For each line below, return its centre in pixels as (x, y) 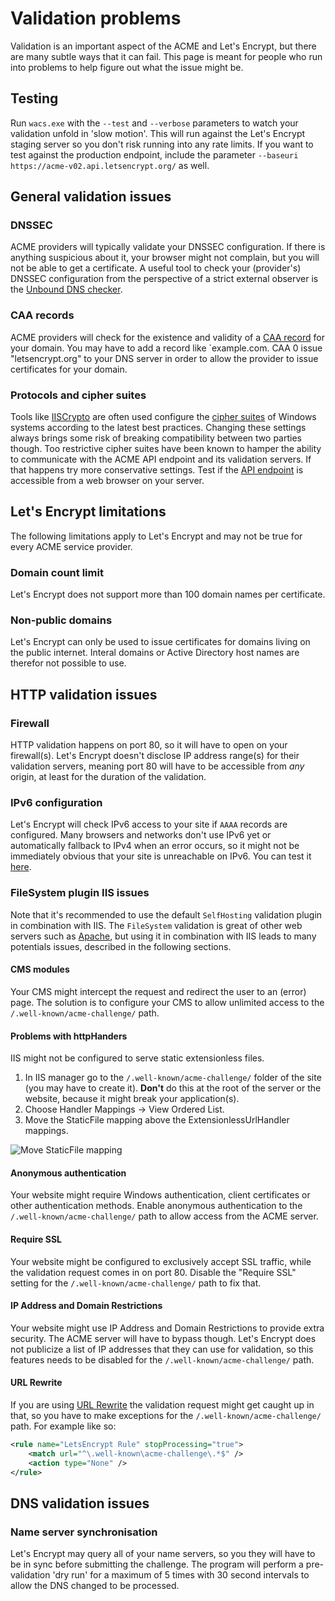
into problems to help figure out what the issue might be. (127, 67)
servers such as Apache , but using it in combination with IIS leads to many (163, 936)
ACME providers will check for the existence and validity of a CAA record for (167, 337)
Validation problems (96, 18)
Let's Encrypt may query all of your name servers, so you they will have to (163, 1554)
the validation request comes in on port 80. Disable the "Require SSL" (153, 1272)
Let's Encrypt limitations (88, 512)
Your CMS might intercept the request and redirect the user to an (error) (158, 991)
